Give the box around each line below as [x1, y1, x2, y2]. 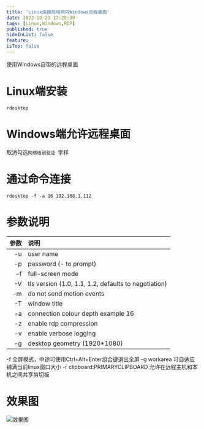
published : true [6, 26, 48, 32]
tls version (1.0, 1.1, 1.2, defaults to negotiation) [28, 279, 167, 288]
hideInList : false [6, 32, 53, 38]
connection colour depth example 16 [28, 309, 135, 318]
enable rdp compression [28, 319, 98, 327]
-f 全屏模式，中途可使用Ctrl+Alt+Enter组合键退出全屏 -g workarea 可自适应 [6, 356, 195, 363]
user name [28, 249, 59, 258]
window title [28, 299, 63, 308]
